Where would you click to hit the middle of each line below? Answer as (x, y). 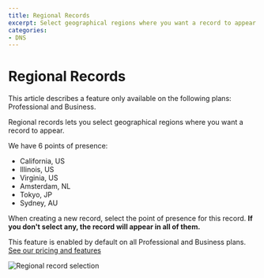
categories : (28, 30)
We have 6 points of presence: (58, 146)
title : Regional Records (49, 15)
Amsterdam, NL (45, 186)
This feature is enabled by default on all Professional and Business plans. (127, 242)
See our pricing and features (55, 250)
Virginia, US (39, 178)
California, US (42, 161)
